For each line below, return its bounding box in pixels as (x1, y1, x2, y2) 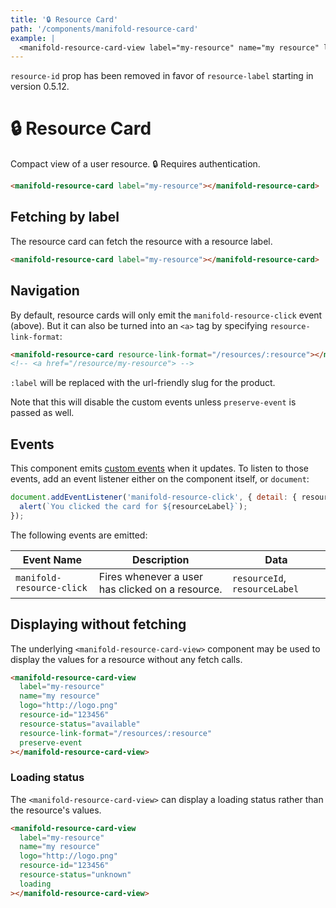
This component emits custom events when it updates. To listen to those (10, 462, 309, 475)
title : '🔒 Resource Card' (10, 14, 119, 25)
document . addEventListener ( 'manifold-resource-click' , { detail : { (10, 492, 298, 503)
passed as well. (10, 407, 75, 419)
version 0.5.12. (10, 81, 70, 93)
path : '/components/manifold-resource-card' (10, 24, 199, 34)
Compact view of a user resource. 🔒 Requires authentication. (10, 158, 261, 170)
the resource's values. (10, 804, 102, 816)
